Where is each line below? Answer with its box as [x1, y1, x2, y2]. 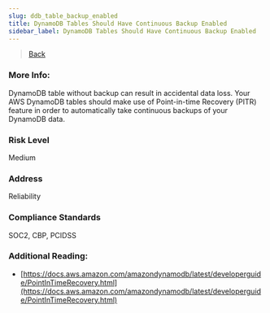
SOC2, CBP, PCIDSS [8, 230, 77, 240]
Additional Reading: [8, 250, 89, 262]
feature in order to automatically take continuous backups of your [8, 105, 229, 115]
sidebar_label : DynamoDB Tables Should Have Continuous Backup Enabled [8, 27, 256, 35]
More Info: [8, 70, 50, 81]
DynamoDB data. [8, 114, 65, 124]
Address [8, 172, 43, 184]
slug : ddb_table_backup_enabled [8, 11, 118, 20]
